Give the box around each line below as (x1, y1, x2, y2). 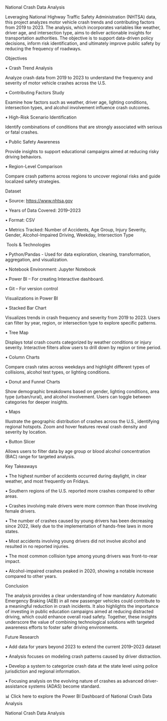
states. (5, 529, 19, 534)
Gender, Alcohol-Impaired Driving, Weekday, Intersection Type (5, 232, 134, 238)
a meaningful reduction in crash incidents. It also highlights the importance (5, 603, 159, 609)
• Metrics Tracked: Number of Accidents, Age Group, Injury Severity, (5, 227, 147, 232)
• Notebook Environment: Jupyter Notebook (5, 266, 96, 272)
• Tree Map (5, 330, 29, 336)
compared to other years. (5, 573, 57, 579)
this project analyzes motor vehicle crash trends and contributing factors (5, 19, 155, 25)
